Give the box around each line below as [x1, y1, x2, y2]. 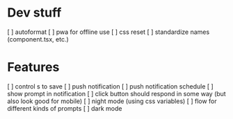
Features [7, 59, 60, 75]
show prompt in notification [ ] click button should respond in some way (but [7, 89, 226, 98]
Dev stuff [7, 5, 62, 21]
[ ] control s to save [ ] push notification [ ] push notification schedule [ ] [7, 82, 214, 91]
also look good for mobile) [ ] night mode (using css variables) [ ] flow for [7, 97, 217, 105]
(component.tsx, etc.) [7, 35, 70, 43]
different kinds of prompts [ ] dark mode [7, 104, 122, 112]
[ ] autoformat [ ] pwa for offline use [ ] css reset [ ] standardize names [7, 28, 210, 36]
